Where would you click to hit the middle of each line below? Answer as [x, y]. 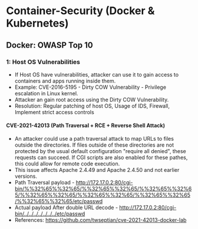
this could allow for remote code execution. [67, 164]
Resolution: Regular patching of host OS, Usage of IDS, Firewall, [92, 106]
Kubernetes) [37, 23]
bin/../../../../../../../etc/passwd [50, 214]
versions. [26, 176]
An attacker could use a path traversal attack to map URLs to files [94, 139]
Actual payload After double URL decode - [66, 208]
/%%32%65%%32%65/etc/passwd [59, 201]
